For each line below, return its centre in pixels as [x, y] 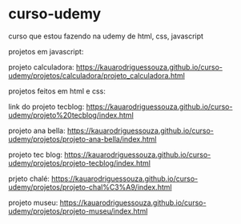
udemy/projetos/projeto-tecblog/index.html [79, 163]
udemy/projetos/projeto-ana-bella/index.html [82, 139]
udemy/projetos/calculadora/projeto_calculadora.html [97, 75]
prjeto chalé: [29, 178]
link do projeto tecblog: [46, 106]
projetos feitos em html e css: [57, 91]
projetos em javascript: [46, 51]
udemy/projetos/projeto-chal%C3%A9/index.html [90, 187]
